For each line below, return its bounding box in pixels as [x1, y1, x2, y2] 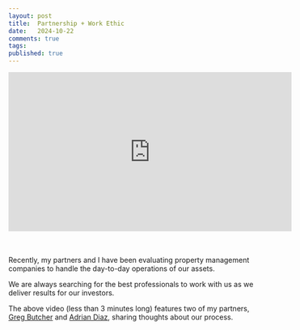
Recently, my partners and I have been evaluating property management [8, 256, 250, 264]
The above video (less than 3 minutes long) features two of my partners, [8, 304, 250, 313]
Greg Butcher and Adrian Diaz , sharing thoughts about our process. [8, 312, 234, 322]
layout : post [8, 11, 53, 20]
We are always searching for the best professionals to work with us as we [8, 280, 254, 289]
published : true [8, 49, 63, 57]
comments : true [8, 34, 60, 43]
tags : [8, 42, 27, 50]
